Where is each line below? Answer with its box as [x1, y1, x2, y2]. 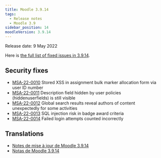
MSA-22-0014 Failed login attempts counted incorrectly [12, 115, 124, 122]
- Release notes [9, 16, 42, 21]
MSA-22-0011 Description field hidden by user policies [12, 89, 121, 95]
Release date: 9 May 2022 [5, 43, 58, 49]
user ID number [12, 85, 44, 90]
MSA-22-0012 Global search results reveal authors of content [12, 100, 135, 106]
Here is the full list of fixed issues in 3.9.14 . [5, 53, 90, 58]
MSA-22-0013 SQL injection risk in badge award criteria [12, 110, 124, 116]
